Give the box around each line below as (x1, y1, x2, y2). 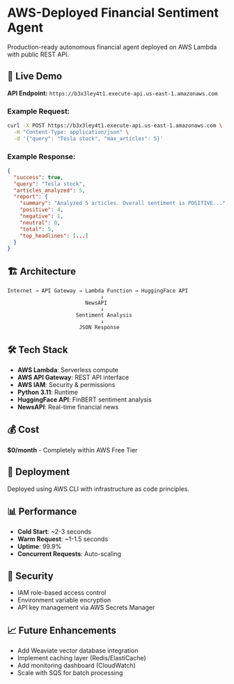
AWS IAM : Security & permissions (17, 380, 116, 388)
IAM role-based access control (17, 588, 107, 597)
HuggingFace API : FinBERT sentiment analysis (17, 395, 152, 404)
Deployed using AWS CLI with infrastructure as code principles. (7, 485, 189, 493)
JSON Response (79, 324, 120, 331)
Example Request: (7, 106, 70, 116)
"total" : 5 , (19, 225, 54, 233)
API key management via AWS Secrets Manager (17, 603, 155, 611)
